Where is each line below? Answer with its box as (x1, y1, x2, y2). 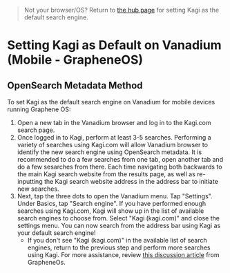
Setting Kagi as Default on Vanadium (7, 37, 222, 53)
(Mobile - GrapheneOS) (7, 52, 144, 68)
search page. (17, 126, 55, 134)
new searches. (17, 185, 59, 193)
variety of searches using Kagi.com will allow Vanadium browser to (17, 141, 209, 149)
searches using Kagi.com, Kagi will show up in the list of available (17, 207, 204, 215)
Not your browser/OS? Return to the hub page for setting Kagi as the (23, 6, 220, 14)
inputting (17, 178, 43, 185)
